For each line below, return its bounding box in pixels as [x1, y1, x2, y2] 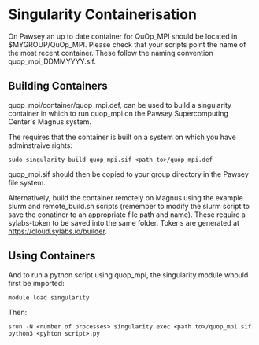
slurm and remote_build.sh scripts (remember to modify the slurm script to [8, 201, 250, 211]
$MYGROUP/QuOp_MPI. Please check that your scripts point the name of [8, 39, 246, 49]
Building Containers [8, 79, 108, 93]
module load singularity [8, 293, 90, 302]
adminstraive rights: [8, 140, 73, 150]
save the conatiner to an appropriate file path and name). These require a [8, 210, 246, 219]
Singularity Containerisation [8, 6, 197, 24]
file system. [8, 178, 46, 187]
